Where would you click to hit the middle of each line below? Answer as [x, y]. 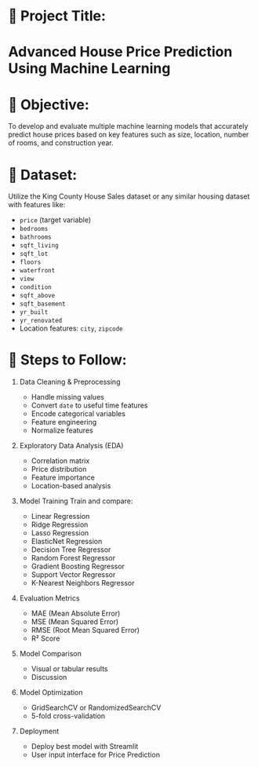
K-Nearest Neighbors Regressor [83, 583]
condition [36, 287]
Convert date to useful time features [89, 405]
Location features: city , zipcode [71, 328]
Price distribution [59, 469]
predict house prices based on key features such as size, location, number [129, 135]
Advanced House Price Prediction [120, 52]
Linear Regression [60, 517]
